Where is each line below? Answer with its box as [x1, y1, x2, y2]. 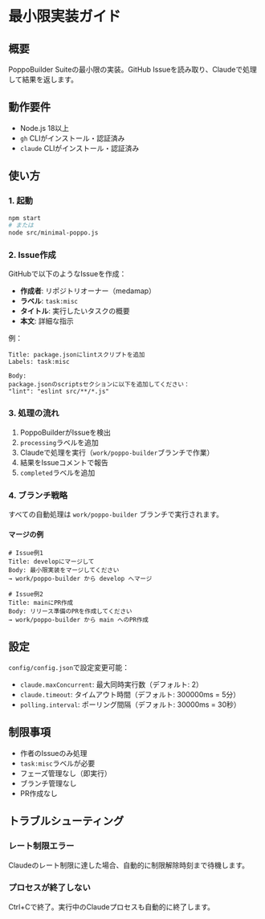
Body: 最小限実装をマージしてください [8, 566, 120, 574]
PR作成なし [19, 788, 58, 798]
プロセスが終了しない [8, 882, 91, 893]
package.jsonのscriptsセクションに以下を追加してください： [8, 381, 190, 389]
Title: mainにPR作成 [8, 599, 74, 607]
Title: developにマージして [8, 558, 95, 566]
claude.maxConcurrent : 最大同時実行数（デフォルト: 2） [19, 680, 203, 689]
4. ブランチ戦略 [8, 489, 68, 500]
